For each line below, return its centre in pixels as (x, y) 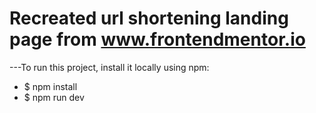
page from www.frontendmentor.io (157, 39)
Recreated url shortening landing (149, 18)
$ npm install (50, 86)
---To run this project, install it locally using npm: (109, 67)
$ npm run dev (54, 97)
